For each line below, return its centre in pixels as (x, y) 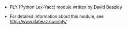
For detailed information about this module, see (56, 16)
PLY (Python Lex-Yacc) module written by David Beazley (66, 7)
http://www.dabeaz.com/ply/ (38, 22)
